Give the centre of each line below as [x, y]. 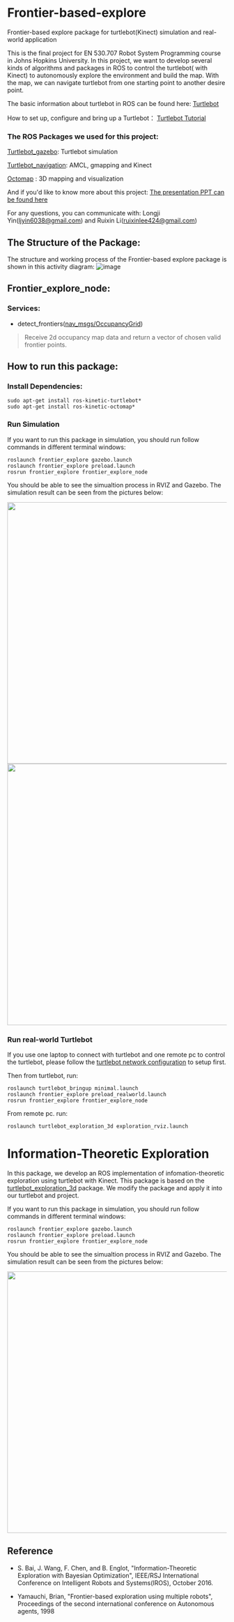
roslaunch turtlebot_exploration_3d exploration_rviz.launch [98, 1127]
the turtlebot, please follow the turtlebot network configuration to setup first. [117, 1062]
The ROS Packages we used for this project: [83, 136]
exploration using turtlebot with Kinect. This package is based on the [106, 1181]
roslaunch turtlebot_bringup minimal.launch [73, 1089]
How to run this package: [63, 366]
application [41, 39]
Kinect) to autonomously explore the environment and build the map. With [113, 75]
